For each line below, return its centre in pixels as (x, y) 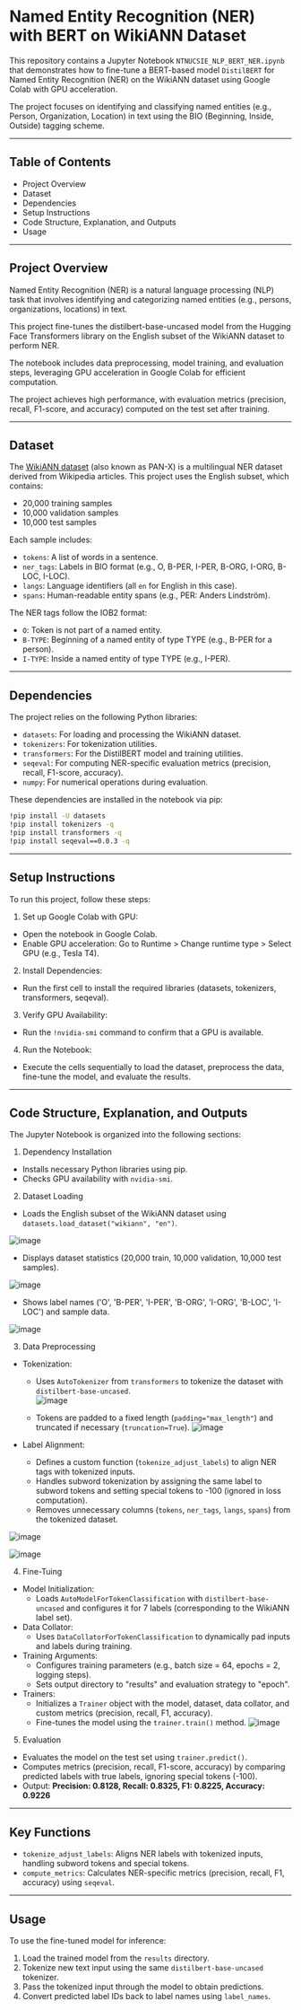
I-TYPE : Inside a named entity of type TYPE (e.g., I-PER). (126, 659)
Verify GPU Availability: (64, 1014)
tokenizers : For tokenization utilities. (90, 744)
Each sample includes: (51, 540)
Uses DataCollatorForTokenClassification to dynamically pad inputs (163, 1637)
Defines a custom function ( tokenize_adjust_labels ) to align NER (156, 1462)
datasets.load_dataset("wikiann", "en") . (99, 1224)
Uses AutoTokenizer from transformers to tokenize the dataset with (159, 1382)
